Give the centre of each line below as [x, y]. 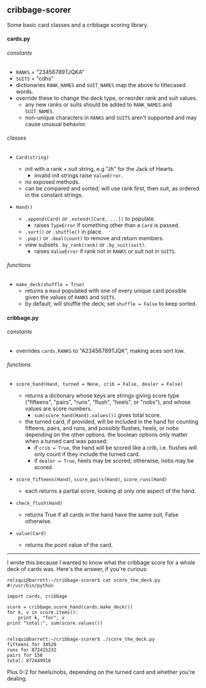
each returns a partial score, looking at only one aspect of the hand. [110, 491]
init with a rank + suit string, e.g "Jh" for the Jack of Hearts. [100, 168]
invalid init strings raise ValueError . [78, 175]
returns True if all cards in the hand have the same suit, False [102, 515]
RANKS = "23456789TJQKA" [50, 72]
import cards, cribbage [37, 597]
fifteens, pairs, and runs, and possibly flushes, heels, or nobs [102, 428]
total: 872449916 [29, 661]
